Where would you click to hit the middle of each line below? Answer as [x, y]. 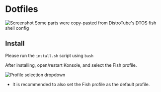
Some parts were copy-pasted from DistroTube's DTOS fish [95, 23]
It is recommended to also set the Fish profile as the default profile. [81, 84]
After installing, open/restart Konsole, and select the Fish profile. [71, 65]
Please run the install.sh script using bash [49, 55]
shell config [17, 28]
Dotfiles [22, 9]
